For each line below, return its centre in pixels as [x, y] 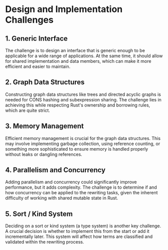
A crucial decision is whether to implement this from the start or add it [77, 231]
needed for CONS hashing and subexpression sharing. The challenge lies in [83, 99]
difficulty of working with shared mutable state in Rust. [62, 198]
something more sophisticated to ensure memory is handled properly [77, 149]
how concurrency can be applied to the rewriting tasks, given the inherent [81, 193]
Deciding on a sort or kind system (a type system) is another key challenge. [83, 226]
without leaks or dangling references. [44, 154]
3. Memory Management [45, 126]
